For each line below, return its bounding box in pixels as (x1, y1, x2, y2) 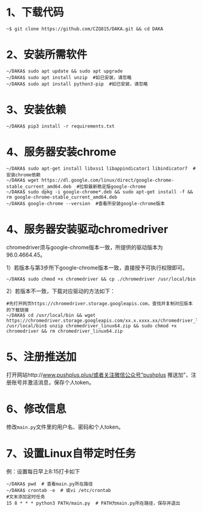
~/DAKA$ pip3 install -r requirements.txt (6, 123, 115, 129)
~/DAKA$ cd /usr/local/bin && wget (6, 312, 96, 318)
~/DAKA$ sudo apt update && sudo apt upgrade (6, 68, 123, 74)
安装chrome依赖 (6, 171, 41, 178)
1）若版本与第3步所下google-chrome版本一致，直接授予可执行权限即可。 (6, 264, 188, 271)
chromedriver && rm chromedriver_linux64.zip (6, 328, 123, 334)
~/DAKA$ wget (6, 177, 39, 183)
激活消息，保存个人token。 (27, 379, 95, 386)
